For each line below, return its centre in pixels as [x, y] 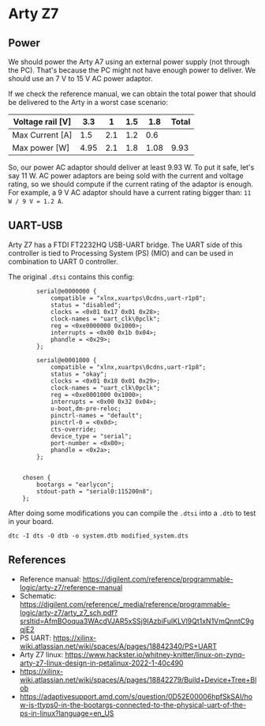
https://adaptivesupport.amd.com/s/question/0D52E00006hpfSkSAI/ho [136, 696]
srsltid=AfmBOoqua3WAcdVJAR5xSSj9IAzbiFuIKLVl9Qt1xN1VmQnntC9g [137, 621]
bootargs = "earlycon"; [75, 485]
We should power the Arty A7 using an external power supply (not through [129, 62]
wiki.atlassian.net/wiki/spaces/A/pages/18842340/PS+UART [118, 646]
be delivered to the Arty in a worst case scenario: [88, 102]
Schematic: [38, 596]
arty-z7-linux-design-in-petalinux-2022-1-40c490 [101, 663]
